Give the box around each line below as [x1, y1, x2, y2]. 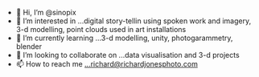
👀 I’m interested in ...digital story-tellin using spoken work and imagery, [15, 16, 252, 26]
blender [15, 42, 43, 51]
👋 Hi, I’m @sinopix [15, 8, 76, 17]
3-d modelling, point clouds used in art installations [15, 25, 187, 34]
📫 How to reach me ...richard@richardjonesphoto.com [15, 59, 199, 68]
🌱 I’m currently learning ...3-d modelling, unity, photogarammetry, [15, 33, 233, 43]
